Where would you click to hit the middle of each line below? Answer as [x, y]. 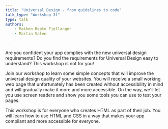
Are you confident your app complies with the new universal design [76, 53]
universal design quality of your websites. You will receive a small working [83, 79]
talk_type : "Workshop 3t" [33, 15]
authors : [15, 24]
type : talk [17, 19]
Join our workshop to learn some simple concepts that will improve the [80, 73]
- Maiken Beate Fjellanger [43, 29]
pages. [12, 100]
